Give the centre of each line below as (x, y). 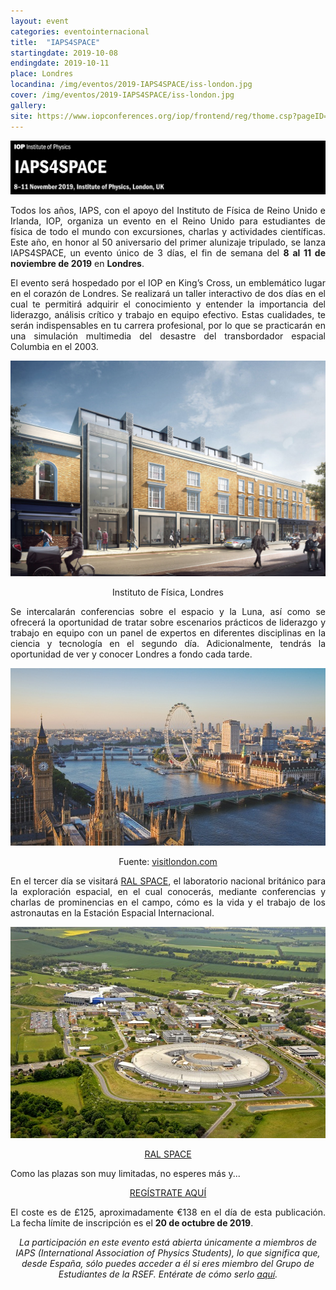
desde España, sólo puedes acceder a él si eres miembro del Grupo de (168, 1263)
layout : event (40, 21)
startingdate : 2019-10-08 (64, 53)
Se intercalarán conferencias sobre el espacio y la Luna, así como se (168, 612)
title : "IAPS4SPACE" (55, 42)
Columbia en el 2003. (54, 346)
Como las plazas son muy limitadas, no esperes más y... (125, 1173)
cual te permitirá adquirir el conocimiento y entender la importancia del (168, 304)
